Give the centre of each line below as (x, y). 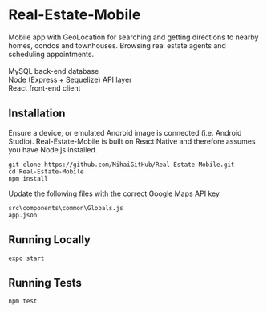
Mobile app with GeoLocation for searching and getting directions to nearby (133, 37)
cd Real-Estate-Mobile (46, 171)
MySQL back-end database (54, 71)
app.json (23, 215)
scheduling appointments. (51, 54)
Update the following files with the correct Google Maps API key (114, 193)
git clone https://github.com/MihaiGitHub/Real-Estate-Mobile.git (121, 165)
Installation (37, 114)
